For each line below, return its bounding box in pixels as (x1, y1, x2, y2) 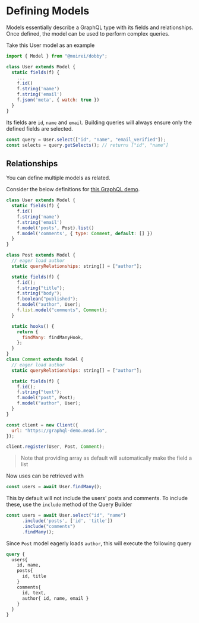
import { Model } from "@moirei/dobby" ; (6, 53, 108, 59)
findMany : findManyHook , (21, 334, 84, 340)
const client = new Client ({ (6, 422, 78, 428)
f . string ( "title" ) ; (17, 285, 65, 291)
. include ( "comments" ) (21, 523, 76, 529)
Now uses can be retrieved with (6, 472, 84, 479)
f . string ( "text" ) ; (17, 389, 62, 396)
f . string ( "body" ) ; (17, 290, 62, 296)
